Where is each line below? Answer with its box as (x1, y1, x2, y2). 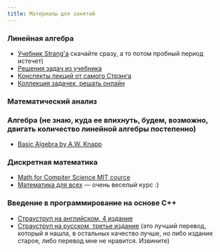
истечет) (17, 57, 44, 65)
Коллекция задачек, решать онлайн (17, 78, 125, 87)
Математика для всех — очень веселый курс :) (17, 181, 159, 189)
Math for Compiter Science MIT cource (17, 173, 131, 182)
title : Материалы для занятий (7, 10, 96, 17)
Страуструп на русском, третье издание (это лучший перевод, (17, 221, 207, 230)
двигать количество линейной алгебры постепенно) (7, 124, 196, 134)
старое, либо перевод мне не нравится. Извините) (17, 236, 170, 245)
